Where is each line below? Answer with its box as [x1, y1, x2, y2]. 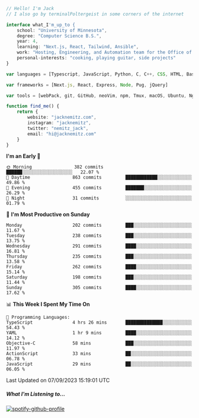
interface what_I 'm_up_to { [6, 21, 76, 28]
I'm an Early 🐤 [6, 153, 41, 160]
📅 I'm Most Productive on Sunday [6, 211, 90, 218]
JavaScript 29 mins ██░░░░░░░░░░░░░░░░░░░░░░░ [6, 361, 192, 368]
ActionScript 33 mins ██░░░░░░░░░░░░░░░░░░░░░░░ [6, 351, 192, 357]
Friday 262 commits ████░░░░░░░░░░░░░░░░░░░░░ [6, 264, 192, 270]
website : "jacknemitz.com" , [27, 115, 97, 121]
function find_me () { [6, 103, 60, 109]
